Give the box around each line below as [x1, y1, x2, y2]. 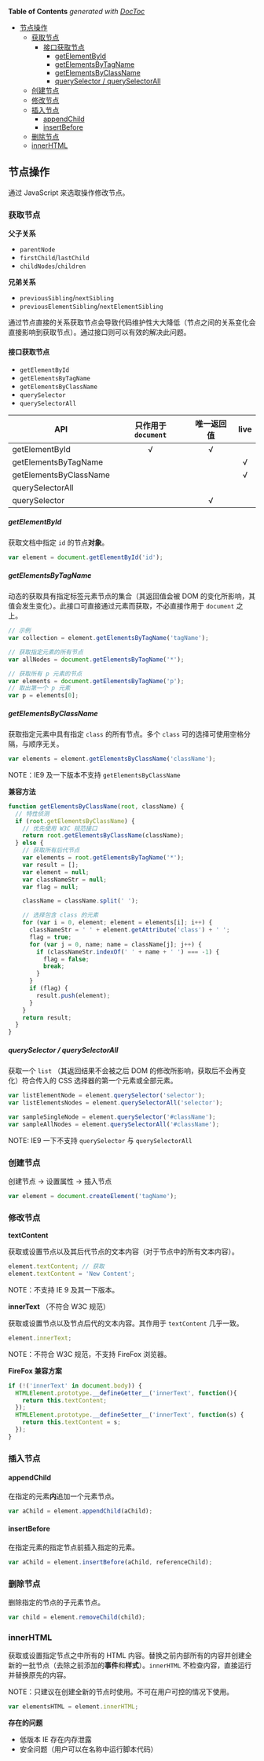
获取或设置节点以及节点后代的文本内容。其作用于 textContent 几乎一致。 [8, 1318, 244, 1328]
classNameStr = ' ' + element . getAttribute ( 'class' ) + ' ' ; [28, 926, 230, 934]
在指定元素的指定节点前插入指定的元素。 [8, 1542, 139, 1552]
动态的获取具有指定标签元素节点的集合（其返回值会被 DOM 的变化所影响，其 [8, 591, 256, 601]
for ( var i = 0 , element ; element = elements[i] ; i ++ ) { [22, 919, 213, 927]
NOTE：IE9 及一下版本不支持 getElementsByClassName [8, 770, 181, 779]
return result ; [22, 1013, 72, 1021]
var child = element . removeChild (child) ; [8, 1613, 146, 1622]
